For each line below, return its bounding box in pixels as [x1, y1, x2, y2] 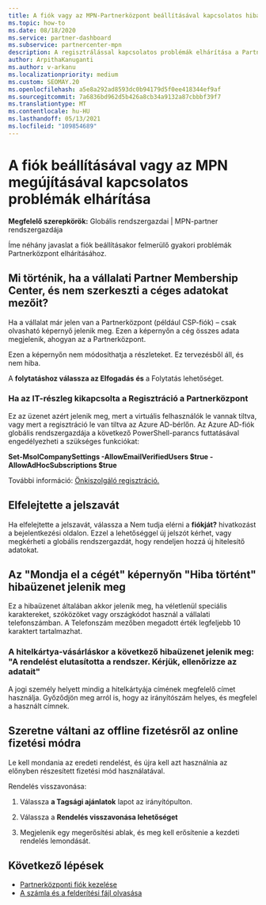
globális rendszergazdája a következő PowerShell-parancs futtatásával [8, 428, 240, 437]
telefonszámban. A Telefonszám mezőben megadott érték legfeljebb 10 [8, 618, 241, 627]
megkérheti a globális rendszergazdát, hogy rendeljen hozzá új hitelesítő [8, 536, 245, 546]
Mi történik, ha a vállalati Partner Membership [8, 271, 239, 286]
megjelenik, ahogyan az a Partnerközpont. [8, 334, 146, 343]
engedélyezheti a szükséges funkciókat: [8, 436, 140, 446]
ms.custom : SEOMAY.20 [8, 78, 80, 86]
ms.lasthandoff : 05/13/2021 [8, 115, 101, 123]
